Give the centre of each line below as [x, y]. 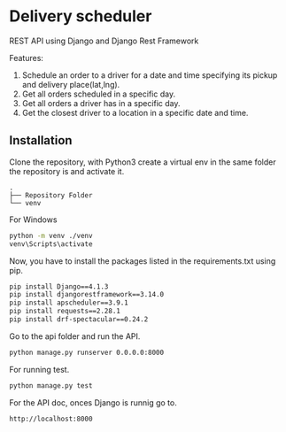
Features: [27, 58]
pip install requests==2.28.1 [65, 312]
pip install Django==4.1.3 [59, 286]
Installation [41, 140]
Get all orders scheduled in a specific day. [98, 94]
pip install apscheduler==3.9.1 [69, 303]
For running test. [39, 369]
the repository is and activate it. [67, 171]
